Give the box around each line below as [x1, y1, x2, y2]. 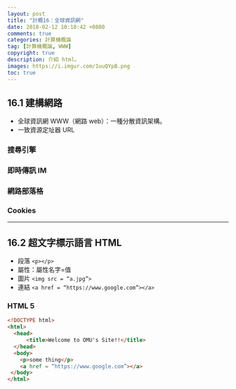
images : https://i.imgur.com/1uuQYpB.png [7, 63, 131, 70]
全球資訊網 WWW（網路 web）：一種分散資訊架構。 [17, 117, 166, 125]
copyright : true [7, 50, 55, 57]
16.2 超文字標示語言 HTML [7, 236, 122, 248]
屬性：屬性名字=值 [17, 265, 72, 274]
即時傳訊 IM [7, 166, 47, 176]
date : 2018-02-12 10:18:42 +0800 [7, 23, 105, 30]
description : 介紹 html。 [7, 56, 80, 63]
